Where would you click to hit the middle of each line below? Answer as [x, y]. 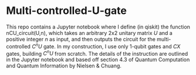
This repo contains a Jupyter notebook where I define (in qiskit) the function [98, 27]
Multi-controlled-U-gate [67, 11]
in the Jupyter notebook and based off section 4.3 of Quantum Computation [98, 60]
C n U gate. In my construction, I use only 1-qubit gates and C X [106, 46]
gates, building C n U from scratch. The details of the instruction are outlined [97, 53]
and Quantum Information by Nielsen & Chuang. [64, 66]
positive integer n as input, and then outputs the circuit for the [81, 39]
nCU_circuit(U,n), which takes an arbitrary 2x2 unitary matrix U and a [89, 33]
